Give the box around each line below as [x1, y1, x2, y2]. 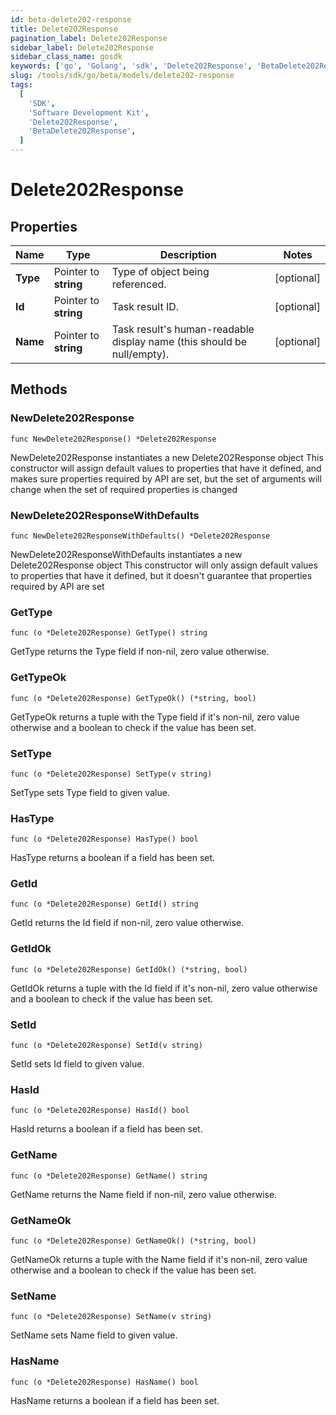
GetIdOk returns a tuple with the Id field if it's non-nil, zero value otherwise [10, 982, 318, 994]
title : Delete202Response [10, 24, 118, 34]
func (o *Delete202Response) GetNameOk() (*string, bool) [10, 1236, 257, 1246]
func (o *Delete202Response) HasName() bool [10, 1377, 199, 1387]
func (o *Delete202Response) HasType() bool [10, 834, 199, 845]
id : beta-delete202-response [10, 14, 132, 25]
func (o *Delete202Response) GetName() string [10, 1171, 208, 1181]
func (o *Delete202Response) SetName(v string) [10, 1312, 213, 1322]
